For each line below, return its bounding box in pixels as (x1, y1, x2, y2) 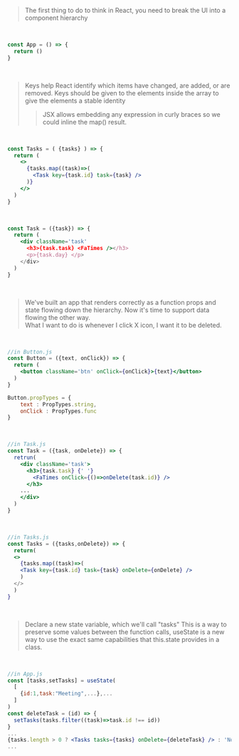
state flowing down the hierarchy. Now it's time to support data (24, 306, 210, 314)
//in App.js (7, 670, 43, 678)
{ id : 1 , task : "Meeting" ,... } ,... (20, 690, 113, 698)
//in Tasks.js (7, 534, 50, 541)
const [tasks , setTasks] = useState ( (7, 677, 116, 684)
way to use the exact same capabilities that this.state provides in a (24, 635, 220, 643)
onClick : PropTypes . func (20, 408, 97, 415)
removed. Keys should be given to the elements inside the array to (24, 88, 219, 97)
